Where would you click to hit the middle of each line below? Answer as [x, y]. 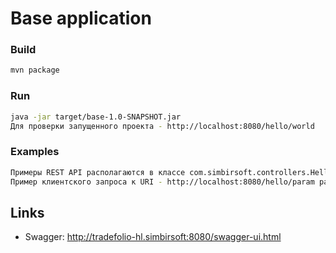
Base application [81, 18]
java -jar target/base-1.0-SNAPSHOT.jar [96, 117]
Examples [35, 152]
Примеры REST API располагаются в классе [98, 172]
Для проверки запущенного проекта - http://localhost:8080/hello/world [162, 126]
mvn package [35, 70]
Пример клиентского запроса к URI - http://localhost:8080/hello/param [162, 182]
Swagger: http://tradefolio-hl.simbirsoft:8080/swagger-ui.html [153, 237]
